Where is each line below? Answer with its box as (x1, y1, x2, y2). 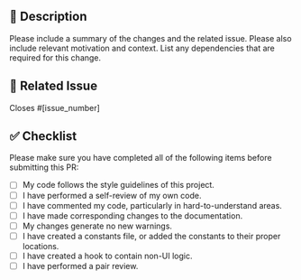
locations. (22, 240, 59, 251)
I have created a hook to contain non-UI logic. (22, 250, 193, 261)
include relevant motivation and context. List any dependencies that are (9, 42, 275, 53)
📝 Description (9, 9, 87, 24)
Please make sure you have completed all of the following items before (9, 153, 272, 163)
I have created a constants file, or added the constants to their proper (22, 230, 281, 241)
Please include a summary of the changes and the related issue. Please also (9, 33, 292, 43)
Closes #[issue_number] (9, 102, 101, 113)
